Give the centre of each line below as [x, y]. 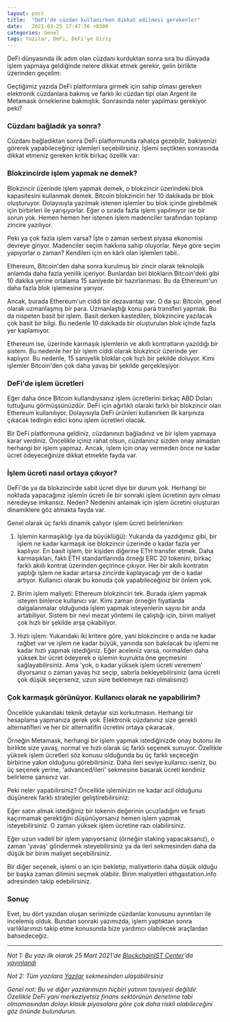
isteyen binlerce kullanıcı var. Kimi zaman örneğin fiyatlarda [101, 601]
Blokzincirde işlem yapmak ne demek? [73, 174]
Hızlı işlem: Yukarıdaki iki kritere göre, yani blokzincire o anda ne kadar [117, 636]
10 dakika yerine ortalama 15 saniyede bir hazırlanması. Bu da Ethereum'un [112, 280]
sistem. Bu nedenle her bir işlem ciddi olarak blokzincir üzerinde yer [103, 351]
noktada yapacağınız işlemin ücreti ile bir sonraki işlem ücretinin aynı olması [114, 496]
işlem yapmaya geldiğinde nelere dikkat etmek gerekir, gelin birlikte [102, 66]
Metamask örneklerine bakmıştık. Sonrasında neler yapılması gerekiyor [107, 101]
